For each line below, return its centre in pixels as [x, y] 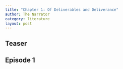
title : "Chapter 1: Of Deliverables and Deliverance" [62, 10]
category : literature [28, 19]
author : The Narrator [28, 14]
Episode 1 [20, 60]
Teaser [16, 43]
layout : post [19, 23]
